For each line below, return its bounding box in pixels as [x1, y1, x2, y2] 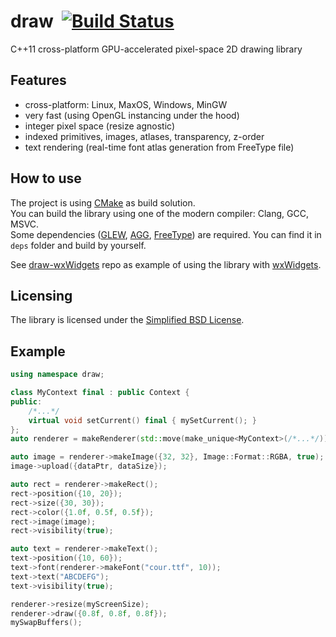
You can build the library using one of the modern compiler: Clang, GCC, [10, 207, 309, 219]
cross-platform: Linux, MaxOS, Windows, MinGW [24, 98, 228, 110]
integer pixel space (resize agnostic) [24, 120, 175, 132]
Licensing [10, 287, 73, 304]
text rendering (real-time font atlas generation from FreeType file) [24, 141, 295, 153]
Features [10, 72, 67, 89]
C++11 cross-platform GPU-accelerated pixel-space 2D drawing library [10, 43, 303, 55]
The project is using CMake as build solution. [10, 196, 196, 209]
